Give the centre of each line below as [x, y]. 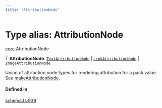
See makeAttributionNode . [33, 78]
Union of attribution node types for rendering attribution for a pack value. [81, 72]
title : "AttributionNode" [32, 10]
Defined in [16, 89]
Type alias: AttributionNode [64, 34]
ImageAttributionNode [28, 63]
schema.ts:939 [21, 100]
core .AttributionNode [27, 49]
